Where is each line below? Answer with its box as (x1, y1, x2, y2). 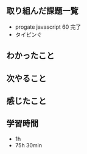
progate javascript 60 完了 (15, 23, 82, 31)
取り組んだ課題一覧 (6, 5, 78, 16)
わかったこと (6, 51, 55, 61)
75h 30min (15, 141, 43, 148)
